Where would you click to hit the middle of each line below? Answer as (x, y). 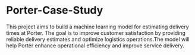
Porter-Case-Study (55, 10)
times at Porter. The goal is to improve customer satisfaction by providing (96, 33)
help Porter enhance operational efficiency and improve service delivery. (95, 46)
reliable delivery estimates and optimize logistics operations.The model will (98, 39)
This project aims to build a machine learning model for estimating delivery (97, 27)
